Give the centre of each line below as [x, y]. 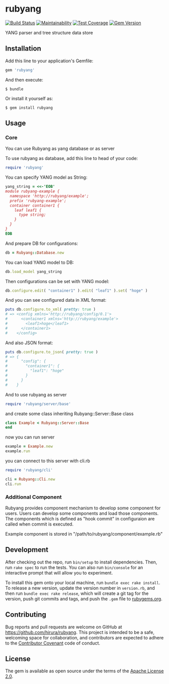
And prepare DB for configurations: [42, 243]
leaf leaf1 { [28, 210]
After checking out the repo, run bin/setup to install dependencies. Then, [81, 562]
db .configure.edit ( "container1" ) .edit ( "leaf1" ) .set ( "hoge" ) [76, 291]
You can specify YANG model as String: [46, 177]
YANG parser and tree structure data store [49, 32]
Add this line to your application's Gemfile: [49, 61]
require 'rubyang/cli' [29, 470]
